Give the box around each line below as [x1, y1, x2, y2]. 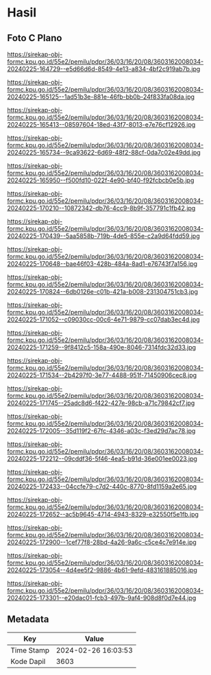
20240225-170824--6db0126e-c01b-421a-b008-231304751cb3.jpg [7, 288, 199, 295]
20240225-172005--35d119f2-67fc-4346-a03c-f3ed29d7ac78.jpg [7, 427, 196, 434]
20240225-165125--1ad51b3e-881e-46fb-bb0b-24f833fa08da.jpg [7, 93, 195, 101]
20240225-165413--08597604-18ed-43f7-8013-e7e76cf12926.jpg [7, 121, 196, 128]
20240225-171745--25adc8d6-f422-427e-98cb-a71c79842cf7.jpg [7, 399, 195, 407]
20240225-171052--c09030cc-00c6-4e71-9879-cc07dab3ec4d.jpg [7, 315, 200, 323]
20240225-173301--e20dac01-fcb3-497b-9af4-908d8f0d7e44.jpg [7, 594, 197, 602]
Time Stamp [10, 646, 50, 655]
